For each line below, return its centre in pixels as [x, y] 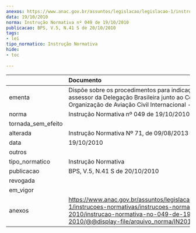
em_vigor [21, 190]
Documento [85, 80]
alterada [20, 133]
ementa [20, 97]
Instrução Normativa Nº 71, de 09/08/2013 [128, 133]
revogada [22, 180]
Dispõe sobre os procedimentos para [119, 90]
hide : [13, 50]
